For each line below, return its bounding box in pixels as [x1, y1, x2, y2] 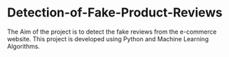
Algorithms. [7, 42, 40, 50]
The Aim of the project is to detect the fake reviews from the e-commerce [7, 27, 217, 36]
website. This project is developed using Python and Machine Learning [7, 34, 209, 43]
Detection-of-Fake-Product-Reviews [7, 5, 223, 21]
